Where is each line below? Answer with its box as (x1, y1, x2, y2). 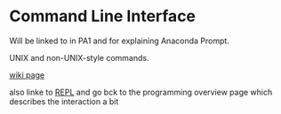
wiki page (9, 69, 45, 80)
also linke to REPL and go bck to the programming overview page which (9, 87, 273, 97)
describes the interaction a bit (9, 95, 119, 107)
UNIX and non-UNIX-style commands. (9, 52, 149, 63)
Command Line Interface (9, 6, 197, 27)
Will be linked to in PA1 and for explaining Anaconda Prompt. (9, 35, 229, 46)
